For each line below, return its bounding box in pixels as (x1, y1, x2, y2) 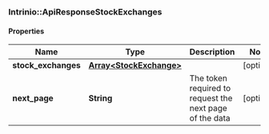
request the (189, 93, 233, 104)
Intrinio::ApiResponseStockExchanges (8, 6, 163, 18)
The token (189, 73, 228, 84)
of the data (189, 112, 231, 124)
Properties (8, 26, 45, 36)
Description (189, 46, 235, 57)
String (88, 93, 113, 104)
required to (189, 83, 231, 94)
